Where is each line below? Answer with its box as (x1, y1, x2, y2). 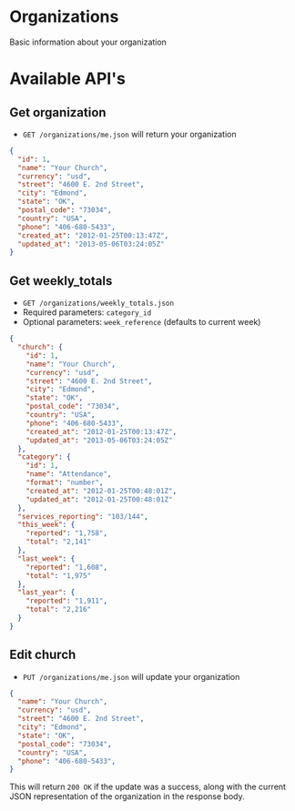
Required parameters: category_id (22, 307, 152, 318)
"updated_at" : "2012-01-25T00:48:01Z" (25, 494, 173, 504)
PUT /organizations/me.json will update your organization (22, 671, 240, 682)
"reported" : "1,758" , (25, 529, 107, 538)
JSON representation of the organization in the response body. (9, 791, 245, 802)
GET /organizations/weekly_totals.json (22, 299, 175, 309)
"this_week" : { (17, 521, 76, 530)
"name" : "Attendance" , (25, 470, 112, 479)
